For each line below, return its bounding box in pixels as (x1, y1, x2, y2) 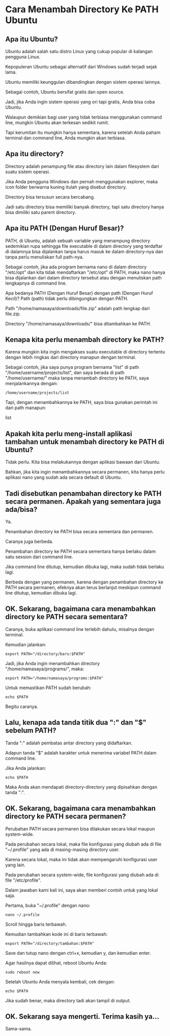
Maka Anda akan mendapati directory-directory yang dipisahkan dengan (5, 784, 158, 790)
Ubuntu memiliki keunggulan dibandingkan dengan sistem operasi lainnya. (5, 79, 161, 85)
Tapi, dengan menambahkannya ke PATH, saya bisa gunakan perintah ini (5, 399, 158, 406)
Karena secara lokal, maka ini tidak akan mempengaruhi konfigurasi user (5, 856, 158, 862)
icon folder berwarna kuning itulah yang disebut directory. (5, 184, 127, 190)
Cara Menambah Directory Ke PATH (5, 4, 159, 15)
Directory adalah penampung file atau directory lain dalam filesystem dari (5, 163, 159, 169)
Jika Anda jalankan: (5, 765, 46, 771)
